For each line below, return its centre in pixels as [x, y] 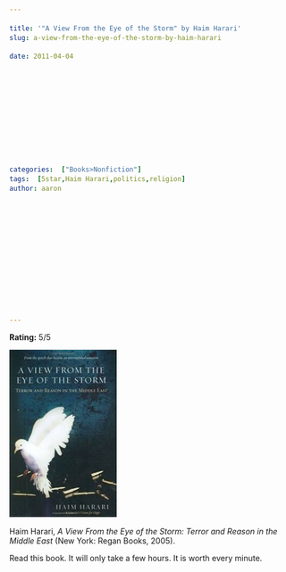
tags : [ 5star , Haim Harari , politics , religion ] [97, 178]
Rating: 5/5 [30, 337]
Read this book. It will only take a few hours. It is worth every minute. [136, 558]
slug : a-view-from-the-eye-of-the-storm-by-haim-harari [115, 37]
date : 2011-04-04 [42, 57]
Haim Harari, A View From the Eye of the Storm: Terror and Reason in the [143, 531]
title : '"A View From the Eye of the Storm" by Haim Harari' [126, 28]
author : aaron [36, 188]
